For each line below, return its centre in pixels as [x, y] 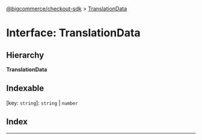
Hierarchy [25, 55]
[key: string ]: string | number [42, 103]
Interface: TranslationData [73, 33]
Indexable [25, 89]
